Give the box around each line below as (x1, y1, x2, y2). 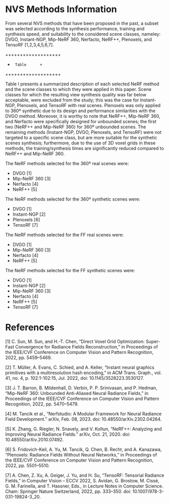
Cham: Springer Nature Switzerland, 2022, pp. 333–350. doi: (5, 488, 132, 494)
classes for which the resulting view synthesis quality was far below (5, 91, 147, 97)
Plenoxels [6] (12, 216, 40, 223)
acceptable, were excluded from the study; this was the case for (5, 97, 139, 103)
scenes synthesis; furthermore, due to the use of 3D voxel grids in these (5, 140, 156, 146)
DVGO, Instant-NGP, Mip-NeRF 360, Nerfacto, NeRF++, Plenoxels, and (5, 36, 152, 42)
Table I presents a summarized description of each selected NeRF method (5, 81, 160, 87)
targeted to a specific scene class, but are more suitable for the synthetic (5, 134, 157, 140)
